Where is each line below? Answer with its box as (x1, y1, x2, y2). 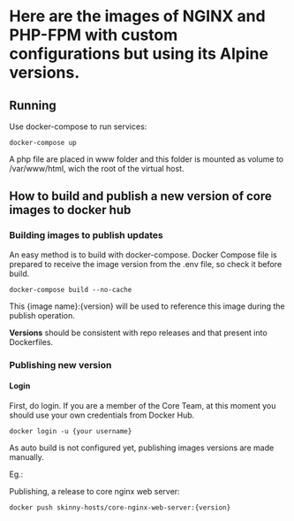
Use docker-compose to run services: (9, 121, 147, 132)
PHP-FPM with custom (9, 25, 178, 45)
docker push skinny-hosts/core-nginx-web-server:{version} (9, 502, 231, 512)
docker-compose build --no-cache (9, 285, 132, 294)
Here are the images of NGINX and (9, 6, 267, 27)
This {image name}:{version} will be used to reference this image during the (9, 301, 285, 311)
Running (9, 97, 57, 112)
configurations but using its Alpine (9, 44, 269, 64)
